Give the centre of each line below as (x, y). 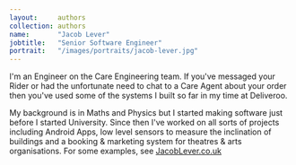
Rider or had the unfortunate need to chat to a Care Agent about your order (148, 86)
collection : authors (48, 26)
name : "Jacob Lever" (60, 34)
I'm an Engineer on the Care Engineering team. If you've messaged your (143, 76)
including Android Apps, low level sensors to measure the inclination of (140, 132)
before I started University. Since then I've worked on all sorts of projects (144, 123)
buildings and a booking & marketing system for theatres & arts (126, 142)
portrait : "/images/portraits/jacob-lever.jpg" (104, 51)
